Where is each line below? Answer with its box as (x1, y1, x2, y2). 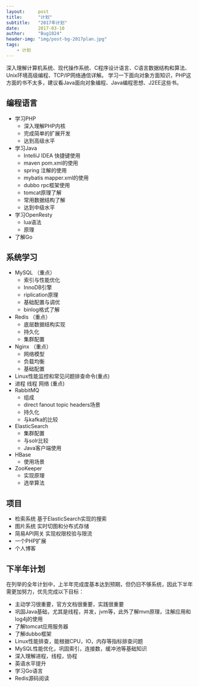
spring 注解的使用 (23, 166, 67, 174)
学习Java (14, 145, 37, 152)
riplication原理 (23, 291, 59, 298)
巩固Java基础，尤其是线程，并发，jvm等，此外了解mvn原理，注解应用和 (14, 608, 191, 615)
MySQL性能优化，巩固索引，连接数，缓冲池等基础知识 (14, 645, 147, 652)
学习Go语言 (14, 667, 43, 674)
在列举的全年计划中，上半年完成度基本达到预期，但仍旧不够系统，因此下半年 (6, 581, 193, 588)
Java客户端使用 (23, 445, 62, 452)
